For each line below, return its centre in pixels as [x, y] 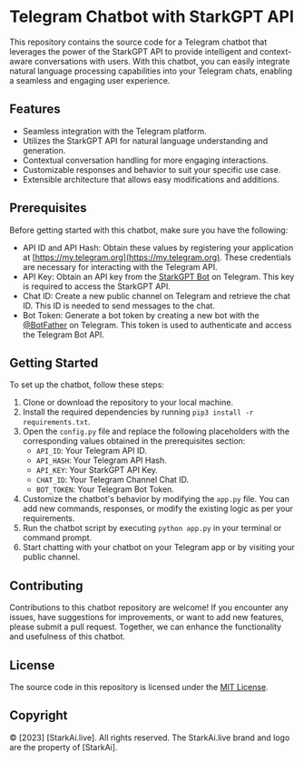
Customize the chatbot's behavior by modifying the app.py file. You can [156, 499]
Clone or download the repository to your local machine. [128, 403]
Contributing [46, 585]
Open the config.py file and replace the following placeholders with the [156, 431]
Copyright [39, 716]
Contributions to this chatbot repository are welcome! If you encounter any [149, 607]
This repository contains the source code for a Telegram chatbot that [138, 42]
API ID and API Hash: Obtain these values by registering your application [158, 247]
